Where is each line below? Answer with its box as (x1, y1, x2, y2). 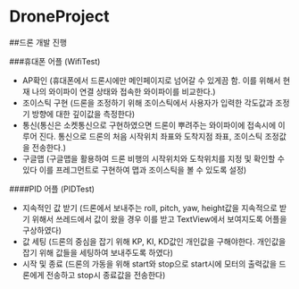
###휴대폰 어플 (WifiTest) (9, 55, 101, 66)
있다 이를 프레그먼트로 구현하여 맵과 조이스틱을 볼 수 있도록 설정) (21, 164, 247, 175)
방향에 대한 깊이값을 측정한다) (31, 108, 136, 119)
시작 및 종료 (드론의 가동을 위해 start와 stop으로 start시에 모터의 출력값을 (21, 258, 278, 269)
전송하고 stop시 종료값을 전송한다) (46, 269, 166, 280)
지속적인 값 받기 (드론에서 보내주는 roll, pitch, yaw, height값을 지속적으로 (21, 202, 278, 213)
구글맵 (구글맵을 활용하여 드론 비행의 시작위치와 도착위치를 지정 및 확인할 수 (21, 153, 286, 164)
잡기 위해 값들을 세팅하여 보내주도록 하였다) (21, 247, 174, 258)
